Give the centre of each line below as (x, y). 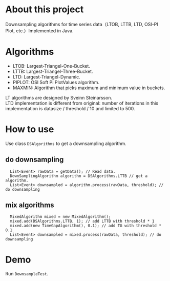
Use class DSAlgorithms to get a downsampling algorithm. (66, 143)
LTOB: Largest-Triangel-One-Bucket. (51, 66)
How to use (30, 129)
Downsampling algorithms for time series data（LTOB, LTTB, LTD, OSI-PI (82, 24)
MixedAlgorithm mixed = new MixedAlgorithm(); (60, 217)
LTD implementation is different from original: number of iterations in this (82, 103)
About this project (45, 9)
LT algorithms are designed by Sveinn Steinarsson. (59, 97)
